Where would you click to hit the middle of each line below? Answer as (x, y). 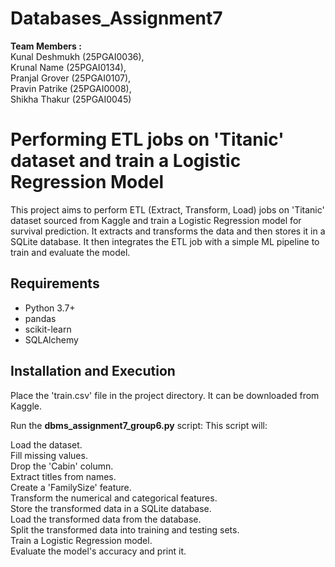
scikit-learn (48, 329)
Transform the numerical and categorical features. (114, 498)
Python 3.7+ (50, 308)
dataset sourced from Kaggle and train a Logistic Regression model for (156, 220)
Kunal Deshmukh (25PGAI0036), (77, 56)
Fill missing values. (49, 455)
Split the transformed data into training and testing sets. (125, 529)
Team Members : (46, 46)
